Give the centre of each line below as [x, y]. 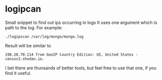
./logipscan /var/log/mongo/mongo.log [44, 37]
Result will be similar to [28, 45]
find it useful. [18, 73]
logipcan [23, 9]
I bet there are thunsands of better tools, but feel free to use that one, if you [81, 68]
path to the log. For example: [34, 27]
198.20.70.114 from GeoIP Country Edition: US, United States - [72, 55]
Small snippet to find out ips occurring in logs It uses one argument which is [81, 22]
